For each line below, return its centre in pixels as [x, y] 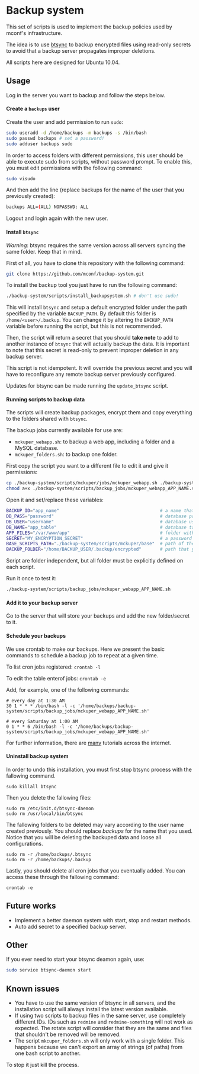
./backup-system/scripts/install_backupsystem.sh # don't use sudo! [92, 296]
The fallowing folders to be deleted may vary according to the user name [95, 824]
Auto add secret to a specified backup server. [70, 926]
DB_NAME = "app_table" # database [96, 527]
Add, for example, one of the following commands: [68, 690]
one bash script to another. [48, 1053]
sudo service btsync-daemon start [49, 970]
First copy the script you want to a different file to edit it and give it [87, 466]
